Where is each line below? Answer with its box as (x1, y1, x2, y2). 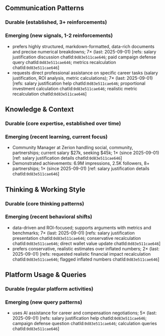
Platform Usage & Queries (5, 271, 87, 279)
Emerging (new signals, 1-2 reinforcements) (5, 32, 113, 39)
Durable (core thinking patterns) (5, 200, 84, 207)
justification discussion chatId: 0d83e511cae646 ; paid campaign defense (12, 54, 156, 60)
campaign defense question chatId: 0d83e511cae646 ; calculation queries (12, 321, 157, 327)
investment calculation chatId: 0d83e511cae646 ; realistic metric (12, 85, 138, 91)
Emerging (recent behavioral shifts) (5, 213, 93, 220)
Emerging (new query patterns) (5, 299, 83, 306)
